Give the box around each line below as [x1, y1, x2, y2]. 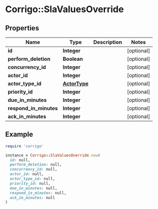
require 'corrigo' [5, 143, 44, 149]
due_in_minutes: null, [10, 186, 58, 191]
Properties [5, 24, 39, 32]
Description [93, 39, 122, 46]
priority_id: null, [10, 181, 51, 186]
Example [5, 130, 33, 139]
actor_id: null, [10, 172, 44, 177]
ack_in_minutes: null [10, 195, 56, 200]
